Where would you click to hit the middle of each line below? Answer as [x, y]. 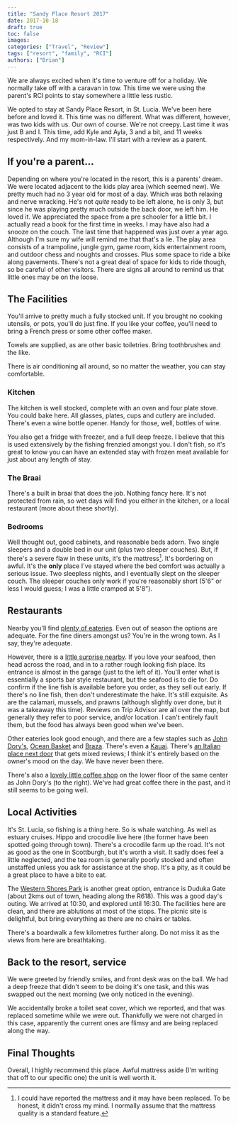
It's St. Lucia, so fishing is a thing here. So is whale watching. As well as [112, 829]
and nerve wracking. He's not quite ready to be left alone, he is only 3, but [115, 201]
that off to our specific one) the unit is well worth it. [82, 1078]
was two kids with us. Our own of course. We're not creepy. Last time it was [118, 124]
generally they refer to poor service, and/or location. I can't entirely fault [113, 717]
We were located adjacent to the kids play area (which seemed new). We [114, 186]
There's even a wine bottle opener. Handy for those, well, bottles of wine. [114, 422]
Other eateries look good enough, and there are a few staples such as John [118, 738]
